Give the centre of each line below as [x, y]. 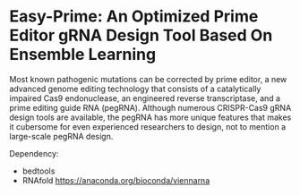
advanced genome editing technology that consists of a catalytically [135, 89]
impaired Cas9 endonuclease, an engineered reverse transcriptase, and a [145, 98]
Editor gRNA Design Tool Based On [141, 35]
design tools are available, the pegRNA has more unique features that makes [150, 117]
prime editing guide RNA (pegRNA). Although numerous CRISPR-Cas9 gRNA [150, 107]
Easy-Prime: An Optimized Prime [134, 17]
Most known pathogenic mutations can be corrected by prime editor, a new [148, 79]
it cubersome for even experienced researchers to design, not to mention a [148, 126]
